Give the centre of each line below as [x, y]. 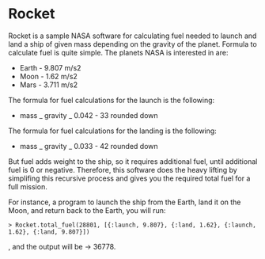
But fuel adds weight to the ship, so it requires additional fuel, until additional [133, 161]
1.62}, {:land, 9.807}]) [49, 232]
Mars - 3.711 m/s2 [48, 85]
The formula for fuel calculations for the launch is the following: [112, 100]
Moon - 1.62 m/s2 [48, 76]
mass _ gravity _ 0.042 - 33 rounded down [89, 115]
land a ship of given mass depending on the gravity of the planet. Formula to [132, 44]
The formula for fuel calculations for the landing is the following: [113, 131]
